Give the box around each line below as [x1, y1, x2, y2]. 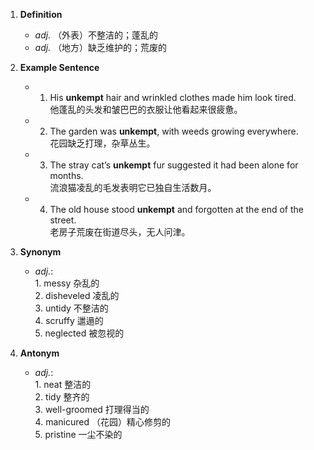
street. [49, 214, 77, 226]
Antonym [19, 347, 60, 359]
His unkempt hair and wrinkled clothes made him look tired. [49, 92, 297, 103]
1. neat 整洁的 [34, 379, 92, 390]
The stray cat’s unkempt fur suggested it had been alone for [49, 159, 299, 171]
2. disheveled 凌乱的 [34, 290, 120, 301]
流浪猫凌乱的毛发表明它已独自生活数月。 [49, 182, 217, 193]
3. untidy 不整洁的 [34, 302, 109, 314]
